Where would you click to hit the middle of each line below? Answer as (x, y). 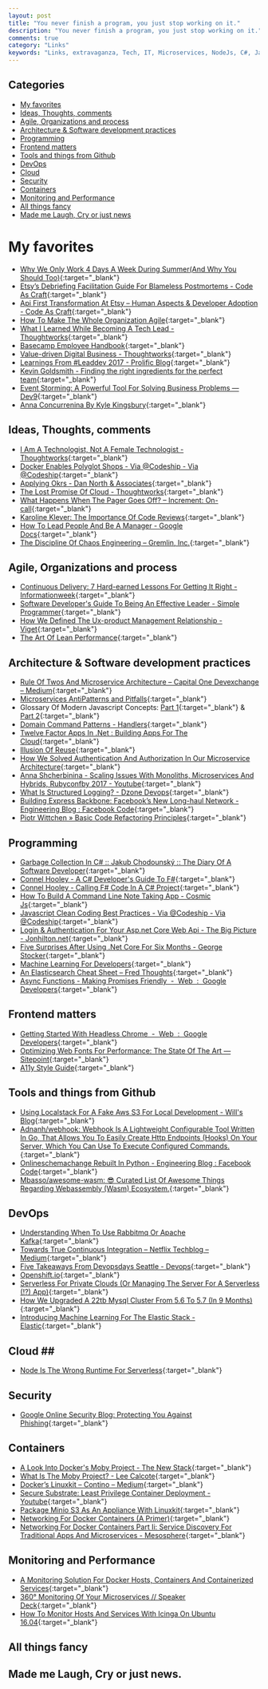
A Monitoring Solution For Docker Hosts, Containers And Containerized (136, 1580)
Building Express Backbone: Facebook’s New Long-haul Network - (129, 801)
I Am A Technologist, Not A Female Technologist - (102, 449)
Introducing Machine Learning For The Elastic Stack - (107, 1318)
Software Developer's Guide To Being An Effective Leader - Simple (130, 604)
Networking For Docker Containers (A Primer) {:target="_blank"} (124, 1518)
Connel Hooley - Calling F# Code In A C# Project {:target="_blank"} (130, 888)
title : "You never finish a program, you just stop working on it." (124, 23)
